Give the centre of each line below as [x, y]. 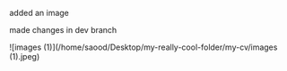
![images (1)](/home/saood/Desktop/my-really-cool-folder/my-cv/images [143, 47]
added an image [39, 13]
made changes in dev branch [63, 30]
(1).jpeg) [25, 56]
